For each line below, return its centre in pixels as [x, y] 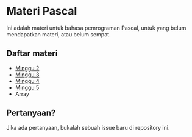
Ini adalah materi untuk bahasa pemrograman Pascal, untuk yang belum [96, 28]
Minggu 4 [27, 81]
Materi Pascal [42, 11]
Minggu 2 [27, 68]
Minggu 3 [27, 75]
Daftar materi [32, 54]
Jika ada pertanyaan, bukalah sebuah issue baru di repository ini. [88, 127]
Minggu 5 [27, 87]
